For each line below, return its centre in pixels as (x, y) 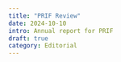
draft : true (28, 38)
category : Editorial (43, 46)
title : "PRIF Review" (45, 16)
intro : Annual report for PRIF (61, 31)
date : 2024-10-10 (38, 23)
